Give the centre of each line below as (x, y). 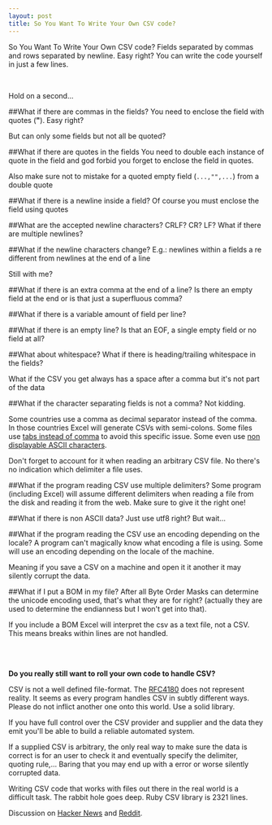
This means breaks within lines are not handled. (89, 633)
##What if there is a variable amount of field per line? (97, 314)
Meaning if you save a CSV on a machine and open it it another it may (125, 567)
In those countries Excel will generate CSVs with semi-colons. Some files (131, 428)
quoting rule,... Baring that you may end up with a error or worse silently (129, 764)
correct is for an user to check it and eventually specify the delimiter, (123, 755)
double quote (31, 185)
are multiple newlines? (46, 234)
